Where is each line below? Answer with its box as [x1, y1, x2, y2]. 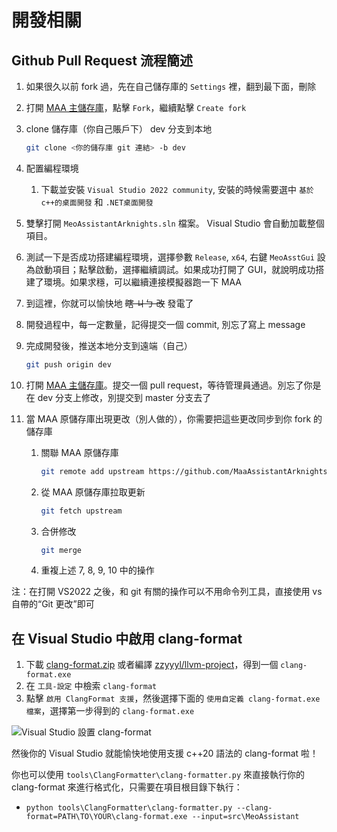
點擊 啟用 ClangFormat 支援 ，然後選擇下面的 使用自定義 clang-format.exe [25, 692, 321, 705]
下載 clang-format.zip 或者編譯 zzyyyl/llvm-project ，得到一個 [25, 659, 279, 671]
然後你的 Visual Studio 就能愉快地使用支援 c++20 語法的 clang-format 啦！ [11, 747, 319, 760]
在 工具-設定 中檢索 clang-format [25, 680, 158, 692]
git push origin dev [25, 359, 112, 370]
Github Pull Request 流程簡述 [11, 52, 193, 69]
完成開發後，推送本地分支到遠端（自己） [25, 339, 193, 351]
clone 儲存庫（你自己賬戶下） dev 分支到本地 [25, 123, 213, 135]
